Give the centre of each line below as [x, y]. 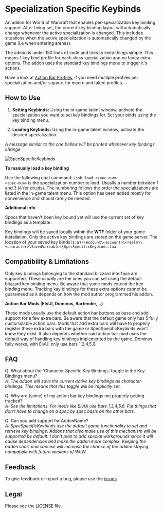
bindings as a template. [28, 222]
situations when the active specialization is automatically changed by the [78, 38]
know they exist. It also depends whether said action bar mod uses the [76, 333]
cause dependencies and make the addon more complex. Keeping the [75, 441]
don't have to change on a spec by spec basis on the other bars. [70, 411]
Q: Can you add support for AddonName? [47, 421]
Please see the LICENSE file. [34, 506]
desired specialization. [35, 134]
